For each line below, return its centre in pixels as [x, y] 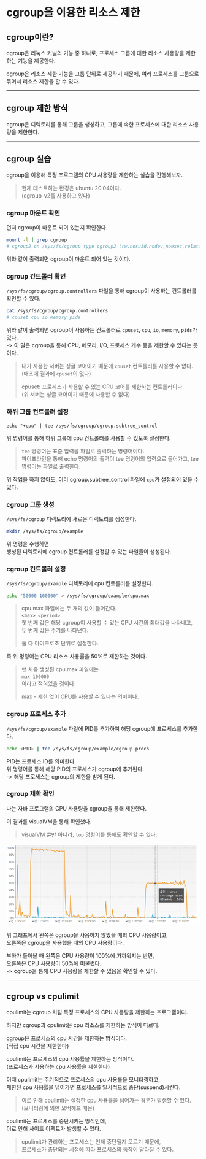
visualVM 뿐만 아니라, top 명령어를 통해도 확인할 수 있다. [89, 834]
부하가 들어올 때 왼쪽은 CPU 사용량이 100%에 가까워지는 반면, [80, 955]
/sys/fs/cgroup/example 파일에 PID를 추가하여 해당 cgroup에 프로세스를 [94, 728]
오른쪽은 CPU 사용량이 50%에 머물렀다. [54, 963]
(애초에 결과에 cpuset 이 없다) [56, 373]
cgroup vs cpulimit [43, 997]
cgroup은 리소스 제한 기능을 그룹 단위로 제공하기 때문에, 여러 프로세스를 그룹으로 [103, 74]
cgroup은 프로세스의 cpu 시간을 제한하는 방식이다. [67, 1038]
